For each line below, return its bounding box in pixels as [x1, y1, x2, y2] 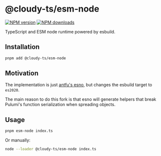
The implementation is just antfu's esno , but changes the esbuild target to [5, 82, 152, 88]
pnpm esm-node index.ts [5, 128, 53, 134]
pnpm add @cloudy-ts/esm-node [5, 56, 66, 61]
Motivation [5, 69, 39, 78]
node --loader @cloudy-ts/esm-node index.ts [5, 147, 97, 152]
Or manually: [5, 137, 31, 143]
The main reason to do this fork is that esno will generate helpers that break [5, 96, 157, 102]
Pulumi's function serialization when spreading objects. [5, 102, 115, 108]
